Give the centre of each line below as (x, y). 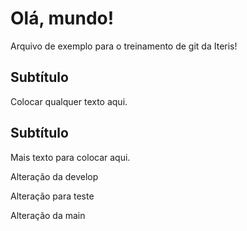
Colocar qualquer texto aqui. (69, 101)
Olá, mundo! (62, 18)
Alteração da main (48, 215)
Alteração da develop (54, 176)
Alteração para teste (52, 196)
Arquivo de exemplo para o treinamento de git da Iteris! (124, 46)
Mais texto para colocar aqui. (70, 157)
